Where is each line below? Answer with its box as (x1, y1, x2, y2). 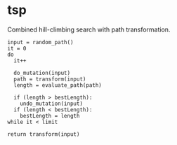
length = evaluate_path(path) (13, 81, 102, 89)
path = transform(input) (13, 76, 86, 83)
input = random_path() (7, 39, 74, 46)
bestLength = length (20, 112, 80, 119)
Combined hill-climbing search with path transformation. (7, 25, 171, 34)
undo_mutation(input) (20, 100, 83, 107)
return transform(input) (7, 130, 80, 138)
